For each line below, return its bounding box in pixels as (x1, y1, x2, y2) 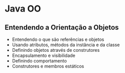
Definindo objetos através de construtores (12, 47, 100, 53)
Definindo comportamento (12, 58, 67, 63)
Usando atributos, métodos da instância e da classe (12, 42, 120, 48)
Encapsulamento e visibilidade (12, 52, 76, 58)
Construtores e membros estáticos (12, 63, 84, 69)
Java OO (5, 3, 41, 15)
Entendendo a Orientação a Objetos (5, 23, 119, 32)
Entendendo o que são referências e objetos (12, 36, 104, 42)
